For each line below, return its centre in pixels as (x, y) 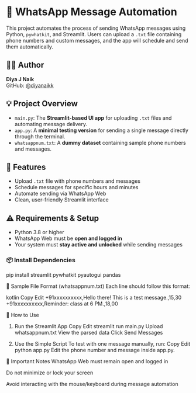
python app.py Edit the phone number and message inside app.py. (95, 350)
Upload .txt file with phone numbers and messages (77, 181)
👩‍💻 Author (25, 65)
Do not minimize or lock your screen (50, 373)
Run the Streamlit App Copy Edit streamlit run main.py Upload (89, 326)
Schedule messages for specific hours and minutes (76, 187)
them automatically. (30, 47)
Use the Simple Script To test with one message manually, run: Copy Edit (102, 344)
